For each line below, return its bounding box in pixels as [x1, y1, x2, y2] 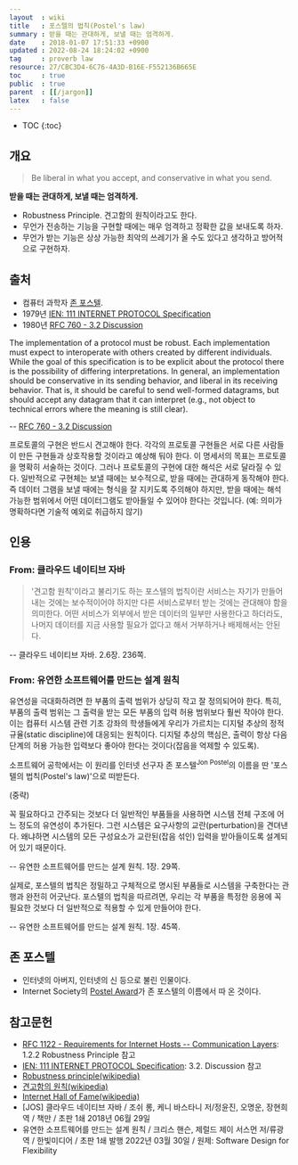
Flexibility [21, 1145, 58, 1156]
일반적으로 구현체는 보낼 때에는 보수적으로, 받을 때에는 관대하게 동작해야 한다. [20, 473, 289, 483]
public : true [9, 79, 66, 88]
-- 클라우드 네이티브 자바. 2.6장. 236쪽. [9, 649, 147, 660]
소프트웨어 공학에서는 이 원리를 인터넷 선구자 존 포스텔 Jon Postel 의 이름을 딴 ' [9, 758, 274, 770]
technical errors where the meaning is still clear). [9, 404, 189, 414]
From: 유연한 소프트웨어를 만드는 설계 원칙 [9, 674, 181, 686]
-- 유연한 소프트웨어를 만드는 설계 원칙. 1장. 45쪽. [9, 921, 181, 931]
